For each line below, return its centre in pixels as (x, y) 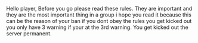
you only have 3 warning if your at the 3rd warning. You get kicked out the (98, 27)
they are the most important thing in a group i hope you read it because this (99, 15)
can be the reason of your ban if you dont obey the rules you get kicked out (99, 21)
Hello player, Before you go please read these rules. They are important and (99, 9)
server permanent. (29, 34)
